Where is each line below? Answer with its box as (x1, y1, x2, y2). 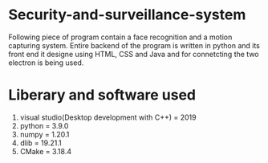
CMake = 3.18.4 (19, 146, 72, 156)
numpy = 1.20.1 (19, 129, 70, 139)
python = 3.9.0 (19, 120, 69, 130)
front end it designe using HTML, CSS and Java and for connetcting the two (8, 49, 259, 59)
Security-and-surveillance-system (8, 6, 246, 24)
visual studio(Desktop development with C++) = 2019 (19, 112, 197, 122)
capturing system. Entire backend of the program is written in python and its (8, 40, 261, 50)
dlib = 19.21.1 (19, 138, 62, 148)
